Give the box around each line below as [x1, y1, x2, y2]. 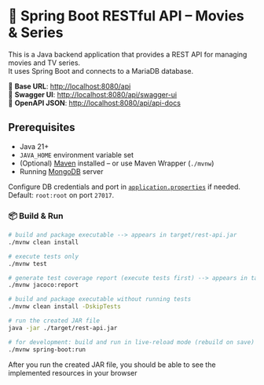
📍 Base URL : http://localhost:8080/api [8, 82, 131, 91]
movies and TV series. [8, 58, 81, 67]
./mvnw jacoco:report [8, 281, 79, 289]
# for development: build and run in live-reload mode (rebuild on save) [8, 338, 255, 346]
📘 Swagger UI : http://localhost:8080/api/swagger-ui [8, 89, 178, 99]
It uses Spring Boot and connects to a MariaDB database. [8, 66, 194, 75]
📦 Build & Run [8, 210, 64, 221]
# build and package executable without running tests [8, 296, 192, 303]
